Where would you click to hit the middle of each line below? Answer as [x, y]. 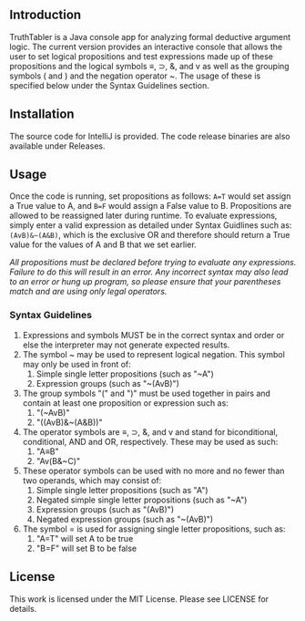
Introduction [46, 15]
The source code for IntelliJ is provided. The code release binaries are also [150, 136]
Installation [42, 114]
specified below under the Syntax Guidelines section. [109, 85]
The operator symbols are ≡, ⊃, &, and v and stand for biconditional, [150, 431]
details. [23, 608]
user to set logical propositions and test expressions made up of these [141, 56]
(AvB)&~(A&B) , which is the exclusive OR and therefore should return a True [150, 235]
